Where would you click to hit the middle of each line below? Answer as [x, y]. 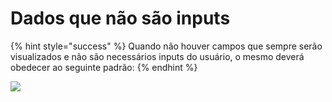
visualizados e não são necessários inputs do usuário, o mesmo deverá [157, 56]
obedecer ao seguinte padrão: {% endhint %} [104, 67]
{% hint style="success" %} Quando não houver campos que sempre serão [166, 46]
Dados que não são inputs [120, 18]
